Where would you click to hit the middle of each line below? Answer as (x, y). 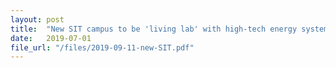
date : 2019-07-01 (51, 38)
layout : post (37, 19)
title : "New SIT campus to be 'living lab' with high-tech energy (154, 29)
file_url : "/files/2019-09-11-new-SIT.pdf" (102, 47)
